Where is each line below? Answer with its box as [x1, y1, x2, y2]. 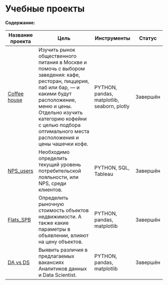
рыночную [38, 200, 64, 207]
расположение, [38, 96, 76, 103]
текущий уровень [38, 161, 81, 168]
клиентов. [38, 186, 62, 193]
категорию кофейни [38, 115, 87, 122]
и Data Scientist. [38, 271, 77, 278]
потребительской [38, 167, 81, 174]
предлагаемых [38, 252, 75, 259]
